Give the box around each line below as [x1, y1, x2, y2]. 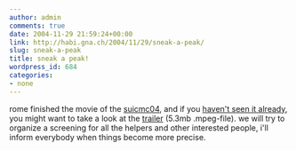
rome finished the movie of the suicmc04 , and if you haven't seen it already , [9, 103, 288, 114]
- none [9, 79, 34, 88]
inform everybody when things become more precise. [9, 131, 206, 142]
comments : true [9, 21, 66, 30]
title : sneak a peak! [9, 54, 90, 63]
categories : [9, 71, 53, 80]
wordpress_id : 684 [9, 63, 77, 72]
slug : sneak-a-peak [9, 46, 82, 55]
